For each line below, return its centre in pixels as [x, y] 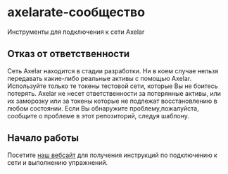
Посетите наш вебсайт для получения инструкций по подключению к [113, 155]
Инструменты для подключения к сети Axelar [76, 32]
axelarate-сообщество [76, 12]
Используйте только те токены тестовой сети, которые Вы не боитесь [113, 86]
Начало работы [43, 138]
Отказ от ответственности [69, 54]
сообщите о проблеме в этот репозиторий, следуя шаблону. [99, 116]
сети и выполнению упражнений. [58, 162]
